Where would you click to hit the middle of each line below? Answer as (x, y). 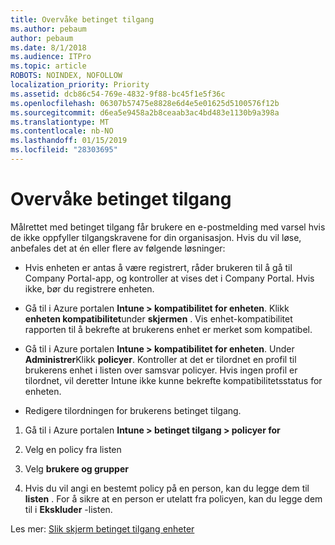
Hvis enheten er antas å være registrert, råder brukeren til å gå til (158, 267)
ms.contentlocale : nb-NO (62, 131)
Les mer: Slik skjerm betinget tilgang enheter (102, 528)
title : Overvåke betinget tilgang (82, 19)
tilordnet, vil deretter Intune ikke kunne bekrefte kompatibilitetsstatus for (173, 380)
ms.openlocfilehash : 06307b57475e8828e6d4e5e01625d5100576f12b (145, 103)
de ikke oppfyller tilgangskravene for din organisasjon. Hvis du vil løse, (156, 237)
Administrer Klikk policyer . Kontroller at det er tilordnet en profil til (160, 359)
